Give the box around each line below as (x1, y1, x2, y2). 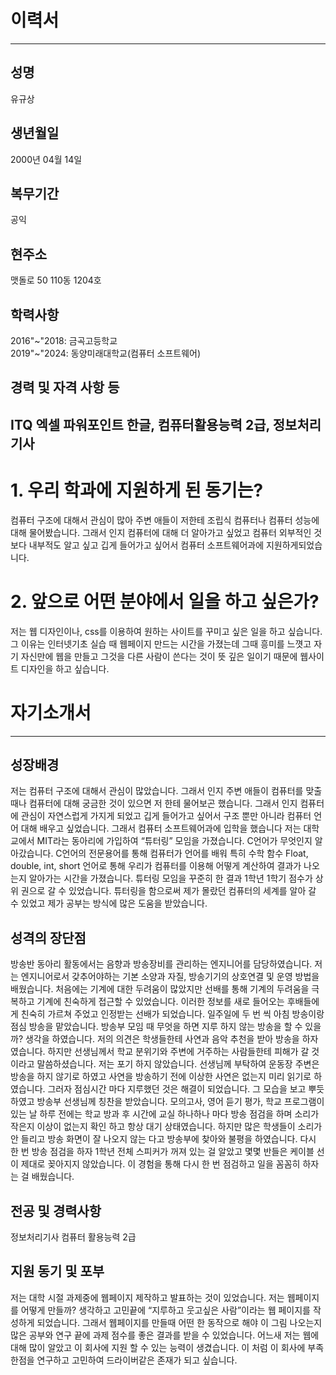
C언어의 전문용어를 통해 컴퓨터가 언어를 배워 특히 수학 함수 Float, (55, 847, 309, 860)
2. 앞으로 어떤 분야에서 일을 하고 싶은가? (10, 590, 320, 613)
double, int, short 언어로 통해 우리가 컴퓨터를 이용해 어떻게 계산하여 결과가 (10, 860, 302, 872)
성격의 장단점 (10, 929, 87, 946)
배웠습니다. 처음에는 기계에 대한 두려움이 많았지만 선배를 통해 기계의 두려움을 (10, 983, 310, 995)
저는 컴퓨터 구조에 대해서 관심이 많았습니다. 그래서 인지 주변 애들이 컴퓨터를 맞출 (10, 785, 323, 797)
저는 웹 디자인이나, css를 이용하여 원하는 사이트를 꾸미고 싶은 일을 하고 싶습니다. (10, 625, 323, 637)
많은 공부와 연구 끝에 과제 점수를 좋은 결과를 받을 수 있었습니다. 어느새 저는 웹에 (10, 1329, 320, 1341)
